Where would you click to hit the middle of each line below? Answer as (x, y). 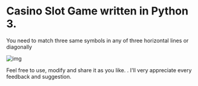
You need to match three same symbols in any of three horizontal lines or (97, 40)
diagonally (19, 47)
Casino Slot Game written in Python (97, 11)
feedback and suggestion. (39, 76)
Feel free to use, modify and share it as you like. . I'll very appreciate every (99, 70)
